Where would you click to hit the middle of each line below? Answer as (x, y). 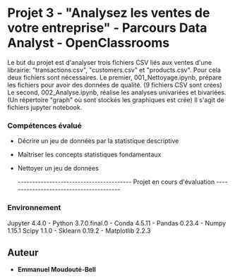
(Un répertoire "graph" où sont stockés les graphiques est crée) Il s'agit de (116, 99)
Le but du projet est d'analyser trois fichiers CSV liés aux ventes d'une (110, 62)
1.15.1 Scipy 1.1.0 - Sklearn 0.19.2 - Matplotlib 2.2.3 (79, 230)
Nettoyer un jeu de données (58, 168)
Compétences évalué (45, 125)
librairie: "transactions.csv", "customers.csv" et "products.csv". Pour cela (114, 70)
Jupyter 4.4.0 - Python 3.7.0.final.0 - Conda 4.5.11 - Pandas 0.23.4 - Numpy (117, 223)
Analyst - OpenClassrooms (89, 43)
